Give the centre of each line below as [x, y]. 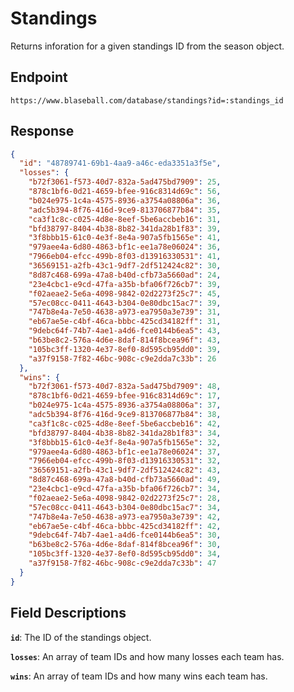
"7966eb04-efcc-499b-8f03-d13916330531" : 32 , [125, 461]
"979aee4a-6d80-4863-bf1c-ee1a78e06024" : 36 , [125, 247]
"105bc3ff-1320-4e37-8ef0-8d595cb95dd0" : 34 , [125, 554]
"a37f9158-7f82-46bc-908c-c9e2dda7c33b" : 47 [122, 563]
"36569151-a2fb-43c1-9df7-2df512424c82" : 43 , [125, 470]
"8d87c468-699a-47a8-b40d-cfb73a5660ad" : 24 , [125, 275]
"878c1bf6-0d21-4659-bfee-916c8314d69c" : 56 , [125, 192]
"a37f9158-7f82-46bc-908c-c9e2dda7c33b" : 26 [122, 358]
